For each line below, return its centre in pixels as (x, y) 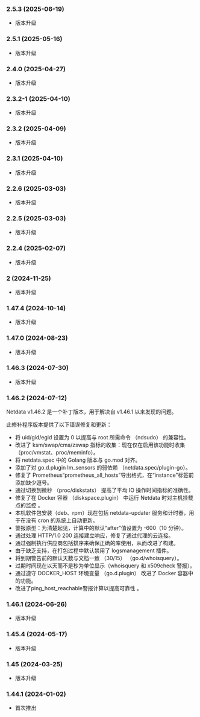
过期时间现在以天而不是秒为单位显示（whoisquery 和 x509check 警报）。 (105, 566)
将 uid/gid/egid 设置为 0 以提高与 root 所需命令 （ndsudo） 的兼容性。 (102, 438)
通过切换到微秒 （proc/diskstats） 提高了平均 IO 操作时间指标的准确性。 (104, 490)
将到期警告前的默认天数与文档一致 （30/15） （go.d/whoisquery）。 (98, 558)
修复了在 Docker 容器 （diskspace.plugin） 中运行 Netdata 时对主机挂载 (104, 498)
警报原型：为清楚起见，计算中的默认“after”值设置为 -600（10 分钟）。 (101, 528)
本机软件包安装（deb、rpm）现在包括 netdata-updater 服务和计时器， (102, 513)
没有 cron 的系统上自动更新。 (62, 520)
